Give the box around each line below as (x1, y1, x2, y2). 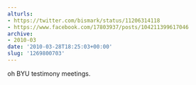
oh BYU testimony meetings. (7, 69, 91, 78)
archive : (7, 30, 33, 38)
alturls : (7, 10, 33, 18)
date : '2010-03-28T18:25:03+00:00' (7, 43, 113, 50)
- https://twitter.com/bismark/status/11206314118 (7, 17, 160, 24)
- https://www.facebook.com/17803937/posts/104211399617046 (7, 23, 190, 30)
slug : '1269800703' (7, 50, 65, 57)
